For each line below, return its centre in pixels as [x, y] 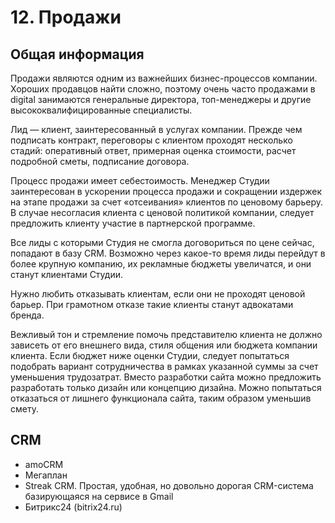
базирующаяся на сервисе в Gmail [99, 496]
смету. [24, 409]
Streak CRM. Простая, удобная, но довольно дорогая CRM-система [169, 485]
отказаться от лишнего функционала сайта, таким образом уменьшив [161, 398]
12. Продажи [66, 17]
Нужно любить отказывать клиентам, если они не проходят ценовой [158, 294]
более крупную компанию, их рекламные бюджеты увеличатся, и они [161, 264]
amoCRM [44, 464]
